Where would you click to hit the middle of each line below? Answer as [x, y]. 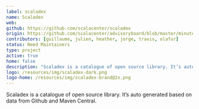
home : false [21, 61]
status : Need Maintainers [38, 45]
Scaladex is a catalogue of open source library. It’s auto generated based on [99, 95]
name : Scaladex [25, 17]
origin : [16, 34]
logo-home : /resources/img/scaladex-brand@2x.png [69, 78]
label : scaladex [26, 12]
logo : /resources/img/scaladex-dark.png [57, 72]
